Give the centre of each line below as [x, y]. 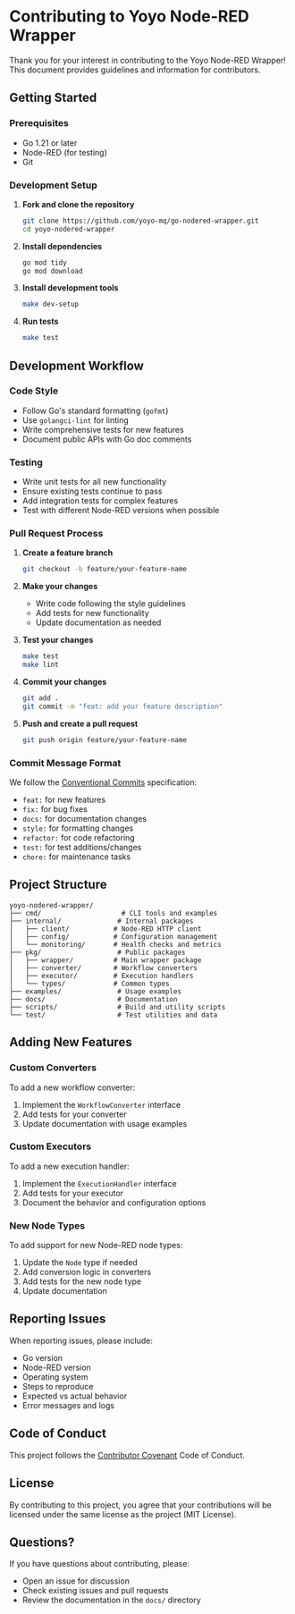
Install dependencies [62, 246]
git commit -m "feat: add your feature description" [122, 706]
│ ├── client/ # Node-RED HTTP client [105, 929]
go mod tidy [44, 262]
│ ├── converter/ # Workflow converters [104, 968]
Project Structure [58, 885]
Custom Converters [53, 1068]
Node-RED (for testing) [64, 152]
